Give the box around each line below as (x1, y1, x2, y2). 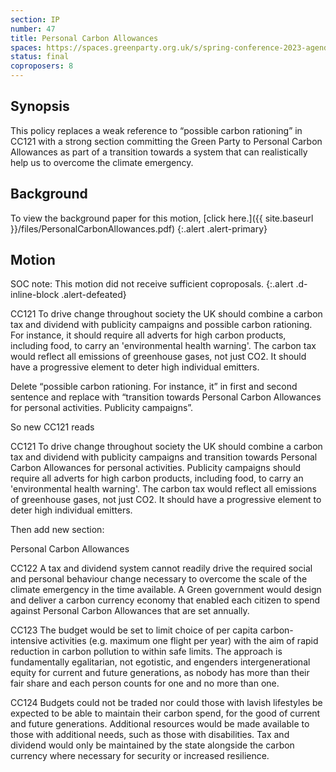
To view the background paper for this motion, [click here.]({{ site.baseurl (10, 212, 314, 224)
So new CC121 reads (10, 421, 95, 433)
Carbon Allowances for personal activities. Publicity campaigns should (10, 462, 301, 474)
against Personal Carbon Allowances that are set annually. (10, 605, 250, 617)
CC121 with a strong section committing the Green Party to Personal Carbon (10, 135, 323, 147)
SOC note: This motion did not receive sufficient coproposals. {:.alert (10, 278, 294, 290)
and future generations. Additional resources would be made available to (10, 718, 310, 730)
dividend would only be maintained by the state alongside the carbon (10, 739, 295, 751)
